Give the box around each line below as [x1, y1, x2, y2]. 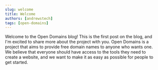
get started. [5, 59, 28, 65]
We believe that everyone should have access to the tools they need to [5, 49, 146, 55]
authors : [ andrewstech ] [5, 16, 53, 21]
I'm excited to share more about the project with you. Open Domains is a [5, 39, 149, 45]
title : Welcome [5, 12, 36, 16]
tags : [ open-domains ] [5, 20, 49, 26]
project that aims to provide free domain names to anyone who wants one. [5, 44, 153, 50]
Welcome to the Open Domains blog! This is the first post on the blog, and [5, 34, 152, 40]
